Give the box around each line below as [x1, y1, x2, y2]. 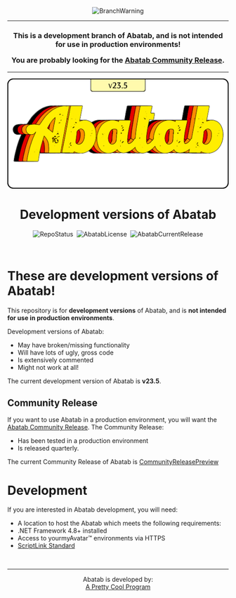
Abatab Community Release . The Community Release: [7, 423, 164, 432]
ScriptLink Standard [17, 541, 75, 550]
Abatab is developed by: [83, 576, 153, 584]
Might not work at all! [17, 363, 79, 371]
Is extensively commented [17, 355, 93, 364]
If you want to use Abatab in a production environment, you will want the [7, 416, 218, 424]
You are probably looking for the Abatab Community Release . [11, 55, 225, 65]
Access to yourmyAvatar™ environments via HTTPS [17, 534, 166, 543]
